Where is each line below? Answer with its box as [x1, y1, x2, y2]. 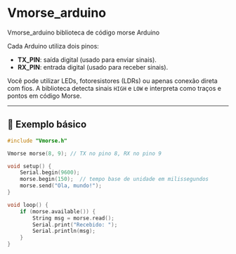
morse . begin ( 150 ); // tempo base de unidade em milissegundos [20, 176, 209, 183]
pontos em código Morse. [7, 91, 82, 100]
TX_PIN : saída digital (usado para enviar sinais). [17, 55, 157, 64]
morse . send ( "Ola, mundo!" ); [20, 182, 102, 189]
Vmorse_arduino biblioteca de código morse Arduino [7, 28, 160, 37]
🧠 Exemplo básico [7, 118, 87, 131]
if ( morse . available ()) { [20, 208, 96, 215]
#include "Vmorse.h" [7, 137, 68, 144]
